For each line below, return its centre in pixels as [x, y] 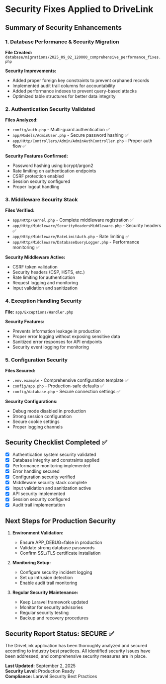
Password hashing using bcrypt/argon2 [53, 166]
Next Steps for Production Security [60, 521]
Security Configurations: [32, 402]
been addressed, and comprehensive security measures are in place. [76, 656]
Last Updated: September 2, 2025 [41, 666]
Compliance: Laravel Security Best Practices [51, 677]
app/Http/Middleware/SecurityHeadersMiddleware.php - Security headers [87, 226]
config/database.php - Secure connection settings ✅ [66, 392]
